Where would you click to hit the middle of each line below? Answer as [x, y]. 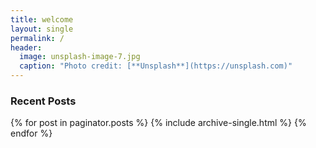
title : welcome [42, 19]
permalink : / [37, 38]
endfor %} [31, 133]
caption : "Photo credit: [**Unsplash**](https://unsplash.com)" [156, 66]
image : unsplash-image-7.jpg [80, 57]
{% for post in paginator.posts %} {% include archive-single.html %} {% [158, 123]
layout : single [42, 29]
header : [26, 47]
